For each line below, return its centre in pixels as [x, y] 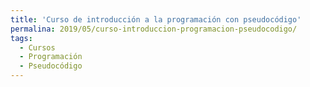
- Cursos [37, 47]
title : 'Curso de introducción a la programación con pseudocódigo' [156, 19]
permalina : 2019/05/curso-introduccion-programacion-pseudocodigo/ [154, 29]
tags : [21, 38]
